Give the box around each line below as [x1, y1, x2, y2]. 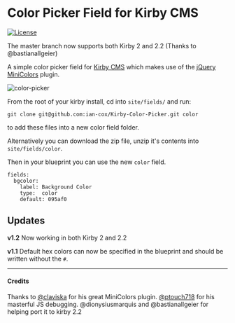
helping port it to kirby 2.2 [7, 307, 83, 316]
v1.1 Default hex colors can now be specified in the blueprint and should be [7, 247, 224, 255]
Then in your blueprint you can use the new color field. [7, 158, 166, 166]
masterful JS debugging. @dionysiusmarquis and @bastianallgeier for [7, 300, 209, 308]
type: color [20, 189, 58, 197]
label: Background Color [20, 184, 92, 191]
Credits [7, 277, 29, 285]
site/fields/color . [7, 144, 63, 152]
